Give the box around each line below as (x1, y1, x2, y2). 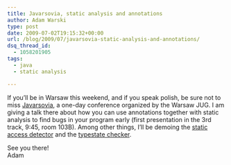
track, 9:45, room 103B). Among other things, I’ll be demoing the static (7, 123, 208, 131)
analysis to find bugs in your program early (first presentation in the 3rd (7, 115, 212, 123)
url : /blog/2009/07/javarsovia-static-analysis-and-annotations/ (7, 36, 200, 43)
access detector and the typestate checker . (7, 130, 132, 139)
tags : (7, 55, 23, 62)
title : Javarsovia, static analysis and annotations (7, 10, 163, 17)
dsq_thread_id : (7, 42, 51, 49)
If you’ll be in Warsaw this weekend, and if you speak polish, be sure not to (7, 93, 221, 101)
